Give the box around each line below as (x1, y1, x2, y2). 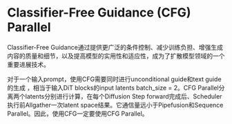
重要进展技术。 (7, 60, 50, 68)
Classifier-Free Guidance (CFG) (7, 5, 191, 21)
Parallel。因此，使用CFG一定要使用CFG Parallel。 (7, 109, 148, 118)
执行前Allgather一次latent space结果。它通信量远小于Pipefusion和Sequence (7, 101, 224, 109)
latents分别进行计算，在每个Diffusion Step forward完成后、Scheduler (25, 92, 222, 101)
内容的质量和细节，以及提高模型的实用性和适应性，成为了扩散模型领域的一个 (7, 52, 225, 60)
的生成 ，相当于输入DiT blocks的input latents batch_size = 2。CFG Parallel (7, 83, 219, 92)
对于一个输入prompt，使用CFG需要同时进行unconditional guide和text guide (7, 74, 222, 83)
